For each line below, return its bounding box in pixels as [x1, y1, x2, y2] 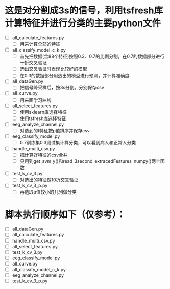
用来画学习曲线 [19, 97, 52, 103]
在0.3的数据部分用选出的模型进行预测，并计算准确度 [19, 73, 130, 79]
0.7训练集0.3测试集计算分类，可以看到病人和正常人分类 [19, 139, 136, 146]
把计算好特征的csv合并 [19, 152, 68, 158]
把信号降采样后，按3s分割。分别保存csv [19, 85, 104, 91]
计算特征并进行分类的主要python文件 [5, 17, 161, 29]
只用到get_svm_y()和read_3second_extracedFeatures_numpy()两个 [19, 158, 161, 164]
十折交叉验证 [19, 60, 47, 66]
